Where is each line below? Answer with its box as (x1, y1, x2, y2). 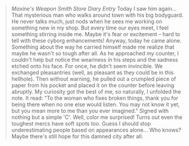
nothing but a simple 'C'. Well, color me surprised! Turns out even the (11, 114, 183, 121)
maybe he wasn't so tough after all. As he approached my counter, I (11, 50, 179, 56)
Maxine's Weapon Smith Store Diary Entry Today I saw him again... (11, 5, 177, 12)
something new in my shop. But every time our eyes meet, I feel (11, 24, 169, 31)
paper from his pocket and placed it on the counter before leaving (11, 82, 175, 89)
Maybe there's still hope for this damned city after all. (11, 133, 143, 140)
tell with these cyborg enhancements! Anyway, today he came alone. (11, 37, 182, 44)
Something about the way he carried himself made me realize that (11, 43, 175, 50)
